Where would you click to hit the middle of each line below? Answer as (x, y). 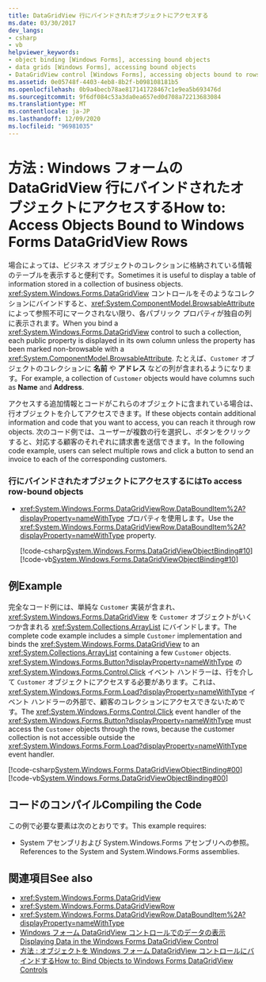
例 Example (35, 586)
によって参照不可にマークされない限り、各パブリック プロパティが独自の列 (130, 313)
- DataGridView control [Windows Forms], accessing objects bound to (125, 75)
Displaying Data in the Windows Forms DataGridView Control (119, 942)
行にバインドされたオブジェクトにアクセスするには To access (125, 481)
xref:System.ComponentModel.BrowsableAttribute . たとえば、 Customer (123, 358)
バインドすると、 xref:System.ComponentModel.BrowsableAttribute (145, 303)
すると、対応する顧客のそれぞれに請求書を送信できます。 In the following (126, 441)
